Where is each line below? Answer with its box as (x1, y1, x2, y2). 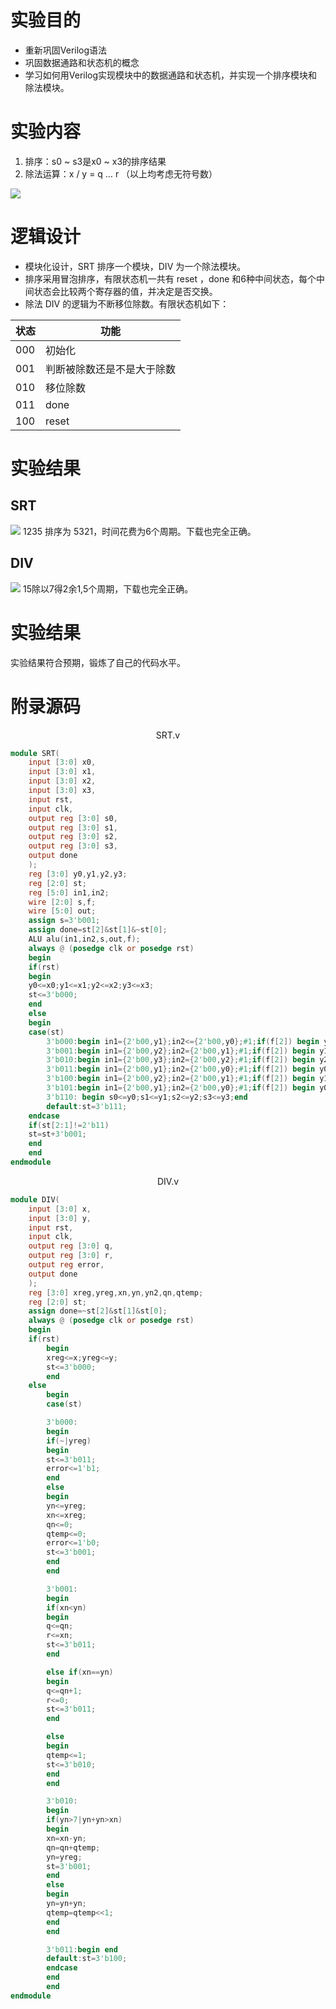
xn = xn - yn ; (46, 1833, 87, 1843)
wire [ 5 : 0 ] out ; (28, 906, 97, 916)
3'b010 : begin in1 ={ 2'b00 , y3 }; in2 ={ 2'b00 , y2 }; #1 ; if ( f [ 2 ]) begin (46, 1055, 316, 1065)
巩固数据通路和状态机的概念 (24, 56, 140, 68)
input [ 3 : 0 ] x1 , (28, 767, 97, 777)
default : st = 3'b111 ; (46, 1101, 128, 1111)
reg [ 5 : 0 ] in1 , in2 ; (28, 887, 110, 898)
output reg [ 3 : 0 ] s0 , (28, 813, 118, 823)
